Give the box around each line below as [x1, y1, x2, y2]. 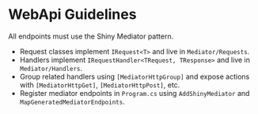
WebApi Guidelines [8, 6, 137, 24]
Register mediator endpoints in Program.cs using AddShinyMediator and [19, 88, 250, 97]
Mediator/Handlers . [19, 63, 83, 72]
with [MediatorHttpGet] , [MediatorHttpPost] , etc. [19, 80, 180, 90]
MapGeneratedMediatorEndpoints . [19, 97, 125, 106]
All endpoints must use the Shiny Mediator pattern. [8, 31, 174, 41]
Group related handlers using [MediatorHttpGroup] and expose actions [19, 72, 250, 81]
